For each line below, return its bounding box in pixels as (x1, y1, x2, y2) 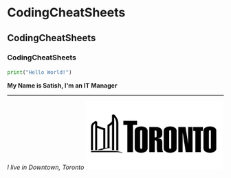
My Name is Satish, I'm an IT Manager (7, 81, 118, 90)
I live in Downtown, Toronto (7, 163, 85, 171)
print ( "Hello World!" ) (7, 68, 72, 76)
